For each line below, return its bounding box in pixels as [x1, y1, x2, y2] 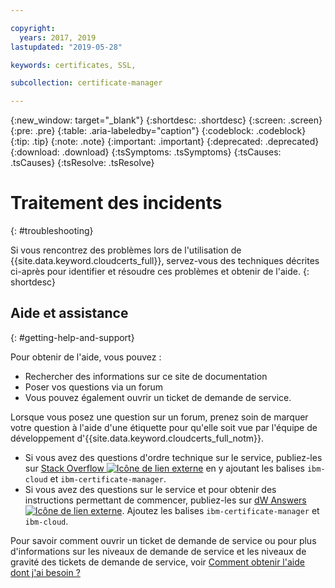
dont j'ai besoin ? [10, 566, 81, 578]
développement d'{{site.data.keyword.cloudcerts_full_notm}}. [10, 432, 265, 444]
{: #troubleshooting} [10, 225, 94, 237]
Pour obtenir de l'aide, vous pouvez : [10, 351, 162, 363]
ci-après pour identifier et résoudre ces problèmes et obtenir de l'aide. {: [10, 266, 310, 278]
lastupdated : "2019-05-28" [10, 42, 123, 52]
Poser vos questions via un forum [24, 381, 164, 393]
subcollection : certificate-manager [10, 78, 163, 88]
